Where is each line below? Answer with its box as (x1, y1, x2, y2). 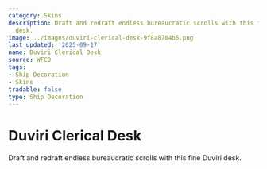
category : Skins (8, 11, 62, 20)
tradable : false (8, 85, 62, 94)
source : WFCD (8, 56, 52, 64)
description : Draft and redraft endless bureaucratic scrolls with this (8, 19, 254, 27)
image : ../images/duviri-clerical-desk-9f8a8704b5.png (8, 33, 194, 42)
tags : (8, 63, 26, 71)
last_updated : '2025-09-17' (8, 41, 102, 49)
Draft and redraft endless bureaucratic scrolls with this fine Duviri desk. (8, 153, 242, 163)
